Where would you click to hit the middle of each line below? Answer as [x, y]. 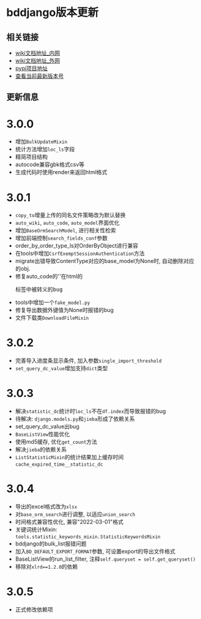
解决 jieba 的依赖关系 [41, 450]
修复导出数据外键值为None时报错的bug [64, 310]
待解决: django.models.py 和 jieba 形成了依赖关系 [75, 419]
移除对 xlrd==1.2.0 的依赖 [46, 567]
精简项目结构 [31, 157]
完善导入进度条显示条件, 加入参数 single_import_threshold [88, 361]
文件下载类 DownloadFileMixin [52, 318]
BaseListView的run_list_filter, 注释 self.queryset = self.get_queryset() [105, 559]
